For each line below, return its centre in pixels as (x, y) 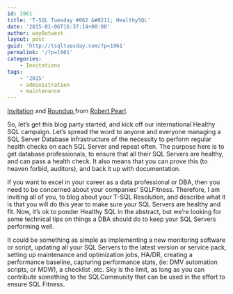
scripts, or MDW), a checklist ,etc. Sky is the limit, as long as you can (106, 270)
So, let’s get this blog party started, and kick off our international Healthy (111, 124)
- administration (45, 85)
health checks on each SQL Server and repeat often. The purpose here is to (116, 147)
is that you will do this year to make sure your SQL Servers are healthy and (114, 204)
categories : (24, 59)
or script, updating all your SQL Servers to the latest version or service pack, (117, 247)
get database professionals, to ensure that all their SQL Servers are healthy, (115, 154)
